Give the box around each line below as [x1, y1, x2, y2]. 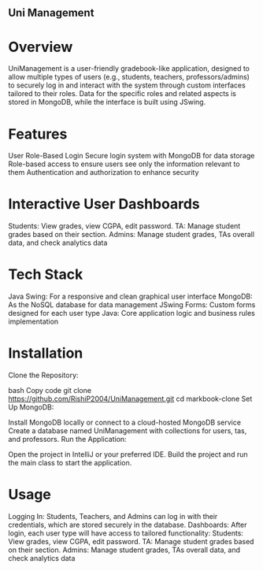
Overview [8, 38, 73, 56]
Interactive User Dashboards [8, 195, 201, 213]
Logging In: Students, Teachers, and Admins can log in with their [8, 512, 218, 521]
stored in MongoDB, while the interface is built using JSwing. [8, 98, 206, 107]
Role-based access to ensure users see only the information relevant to [8, 159, 240, 169]
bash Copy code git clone [8, 386, 92, 395]
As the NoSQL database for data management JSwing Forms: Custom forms [8, 300, 256, 310]
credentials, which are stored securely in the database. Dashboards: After [8, 520, 247, 530]
